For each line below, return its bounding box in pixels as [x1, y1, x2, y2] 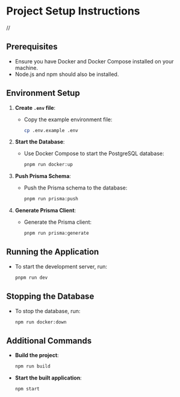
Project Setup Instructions [6, 4, 140, 18]
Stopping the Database [6, 291, 95, 302]
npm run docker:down [14, 319, 67, 325]
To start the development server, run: [14, 262, 107, 270]
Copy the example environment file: [23, 116, 113, 123]
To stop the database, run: [14, 307, 81, 314]
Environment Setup [6, 88, 80, 98]
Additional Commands [6, 335, 92, 346]
